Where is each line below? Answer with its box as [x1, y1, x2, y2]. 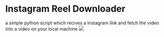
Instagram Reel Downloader [5, 3, 126, 15]
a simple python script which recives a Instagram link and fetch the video [5, 20, 159, 26]
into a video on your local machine [5, 26, 78, 32]
